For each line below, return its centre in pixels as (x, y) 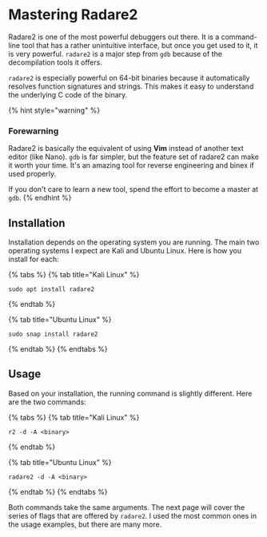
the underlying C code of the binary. (68, 94)
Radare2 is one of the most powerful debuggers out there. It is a (114, 37)
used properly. (32, 174)
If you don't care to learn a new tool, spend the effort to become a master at (133, 189)
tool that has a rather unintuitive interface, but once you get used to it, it (140, 45)
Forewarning (34, 131)
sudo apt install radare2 (51, 289)
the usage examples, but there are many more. (85, 524)
